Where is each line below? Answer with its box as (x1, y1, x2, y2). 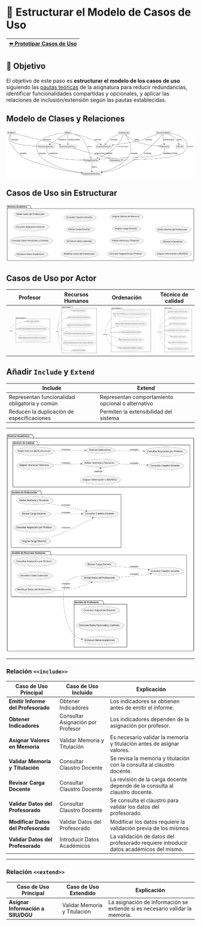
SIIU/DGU (8, 911, 33, 918)
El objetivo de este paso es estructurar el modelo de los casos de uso (6, 77, 181, 84)
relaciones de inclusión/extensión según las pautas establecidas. (6, 96, 166, 103)
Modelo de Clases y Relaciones (6, 114, 125, 124)
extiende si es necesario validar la (108, 904, 192, 912)
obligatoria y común (8, 400, 58, 407)
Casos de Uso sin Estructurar (6, 188, 118, 198)
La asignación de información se (108, 898, 188, 906)
